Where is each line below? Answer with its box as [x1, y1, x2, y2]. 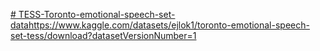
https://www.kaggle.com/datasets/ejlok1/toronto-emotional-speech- [28, 19, 310, 31]
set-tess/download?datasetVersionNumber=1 [10, 30, 197, 41]
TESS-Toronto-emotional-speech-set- [18, 9, 176, 20]
